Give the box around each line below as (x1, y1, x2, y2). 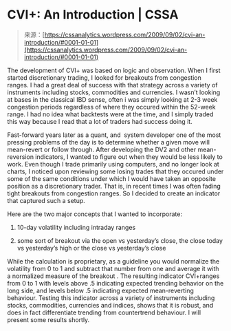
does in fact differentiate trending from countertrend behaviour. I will (7, 308, 201, 317)
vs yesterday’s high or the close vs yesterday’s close (16, 244, 166, 252)
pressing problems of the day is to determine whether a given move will (7, 138, 210, 146)
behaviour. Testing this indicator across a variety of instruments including (7, 293, 215, 302)
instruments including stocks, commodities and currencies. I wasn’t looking (7, 88, 221, 96)
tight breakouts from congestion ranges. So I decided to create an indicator (7, 189, 221, 197)
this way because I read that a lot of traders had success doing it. (7, 117, 192, 125)
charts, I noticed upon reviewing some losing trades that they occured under (7, 167, 224, 175)
